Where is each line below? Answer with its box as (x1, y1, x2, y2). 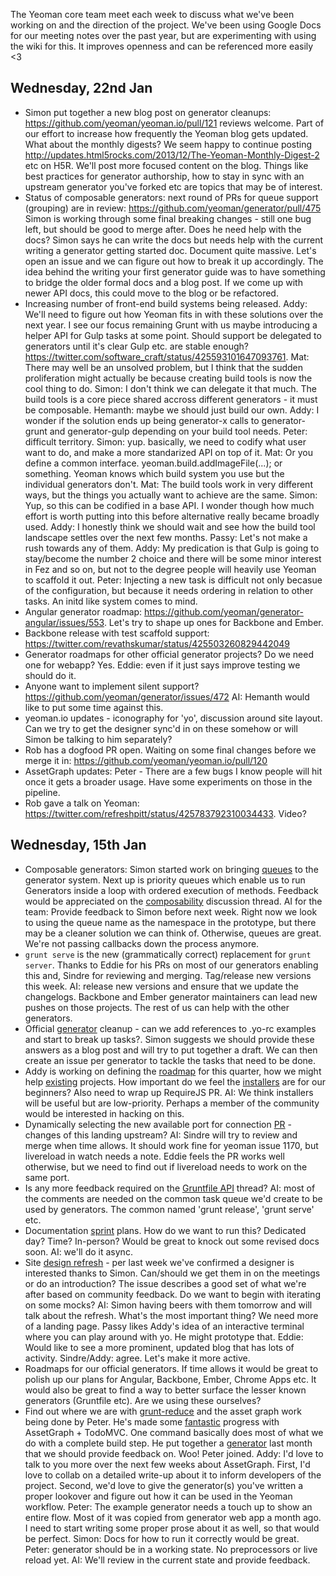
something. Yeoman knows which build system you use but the (24, 467, 285, 479)
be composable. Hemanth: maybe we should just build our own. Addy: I (24, 404, 320, 416)
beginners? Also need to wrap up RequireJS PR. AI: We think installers (24, 1086, 314, 1098)
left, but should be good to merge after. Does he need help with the (24, 223, 302, 235)
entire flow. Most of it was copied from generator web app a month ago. (24, 1511, 322, 1523)
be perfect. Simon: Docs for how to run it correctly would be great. (24, 1532, 300, 1544)
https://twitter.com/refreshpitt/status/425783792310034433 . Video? (24, 807, 307, 819)
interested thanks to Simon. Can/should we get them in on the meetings (24, 1267, 321, 1279)
